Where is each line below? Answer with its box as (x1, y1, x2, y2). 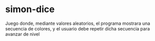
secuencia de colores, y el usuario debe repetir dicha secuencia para (5, 25, 150, 31)
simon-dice (5, 4, 55, 15)
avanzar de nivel (5, 31, 40, 37)
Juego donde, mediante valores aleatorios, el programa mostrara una (5, 20, 150, 26)
